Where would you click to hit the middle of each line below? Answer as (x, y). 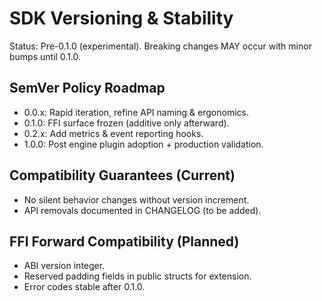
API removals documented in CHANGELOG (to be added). (142, 210)
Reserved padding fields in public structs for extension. (137, 276)
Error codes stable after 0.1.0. (84, 287)
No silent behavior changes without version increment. (136, 199)
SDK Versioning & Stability (121, 18)
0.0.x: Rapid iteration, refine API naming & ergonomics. (136, 112)
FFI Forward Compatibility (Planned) (124, 241)
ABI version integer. (64, 266)
